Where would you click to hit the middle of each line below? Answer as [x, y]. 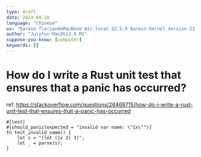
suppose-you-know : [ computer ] [44, 40]
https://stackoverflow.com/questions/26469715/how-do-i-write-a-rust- [105, 104]
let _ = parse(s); [40, 143]
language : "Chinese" [32, 23]
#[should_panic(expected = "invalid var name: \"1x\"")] [79, 127]
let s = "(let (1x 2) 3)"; [51, 138]
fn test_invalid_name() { [39, 132]
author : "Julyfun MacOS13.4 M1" [47, 34]
